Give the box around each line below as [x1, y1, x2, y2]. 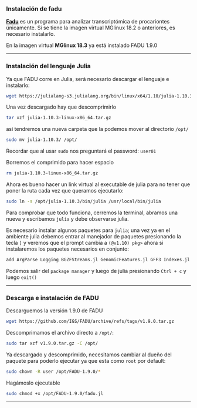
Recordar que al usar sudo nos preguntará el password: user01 [6, 147, 157, 154]
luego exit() [6, 274, 37, 281]
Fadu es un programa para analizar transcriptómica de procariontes [6, 18, 170, 25]
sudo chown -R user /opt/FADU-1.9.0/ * [6, 369, 101, 375]
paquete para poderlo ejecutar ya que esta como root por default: [6, 357, 166, 364]
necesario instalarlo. [6, 31, 56, 38]
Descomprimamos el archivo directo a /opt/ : [6, 329, 114, 336]
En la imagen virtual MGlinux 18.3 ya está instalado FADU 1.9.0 [6, 42, 158, 49]
